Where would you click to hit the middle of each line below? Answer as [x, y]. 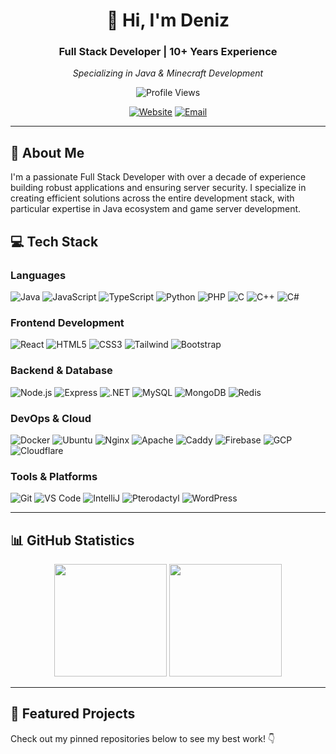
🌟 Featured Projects [73, 714]
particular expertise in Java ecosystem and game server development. [156, 209]
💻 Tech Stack [54, 241]
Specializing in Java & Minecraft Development [168, 73]
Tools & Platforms [54, 476]
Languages [38, 275]
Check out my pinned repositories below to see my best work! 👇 [143, 738]
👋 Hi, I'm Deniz [168, 20]
